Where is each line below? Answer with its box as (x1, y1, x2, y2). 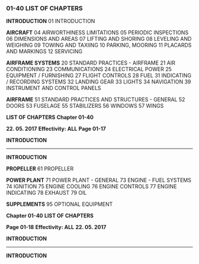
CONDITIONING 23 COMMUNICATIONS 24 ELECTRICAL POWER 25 (6, 66, 172, 73)
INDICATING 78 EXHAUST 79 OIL (6, 189, 87, 197)
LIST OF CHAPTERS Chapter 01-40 (6, 114, 94, 121)
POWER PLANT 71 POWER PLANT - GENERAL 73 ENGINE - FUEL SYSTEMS (6, 176, 191, 184)
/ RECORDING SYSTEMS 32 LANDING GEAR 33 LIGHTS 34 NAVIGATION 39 (6, 78, 191, 85)
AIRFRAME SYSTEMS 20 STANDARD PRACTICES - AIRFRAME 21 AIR (6, 59, 176, 66)
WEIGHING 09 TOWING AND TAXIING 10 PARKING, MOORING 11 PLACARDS (6, 41, 192, 49)
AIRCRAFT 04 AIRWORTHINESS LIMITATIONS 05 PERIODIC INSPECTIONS (6, 29, 189, 36)
